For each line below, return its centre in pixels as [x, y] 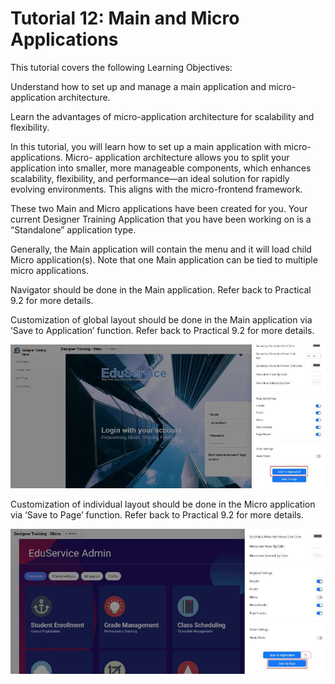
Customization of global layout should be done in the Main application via [161, 319]
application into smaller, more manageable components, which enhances [161, 168]
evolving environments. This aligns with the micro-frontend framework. [156, 189]
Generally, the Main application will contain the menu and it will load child [161, 249]
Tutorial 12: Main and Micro [125, 18]
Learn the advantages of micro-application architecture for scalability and [162, 116]
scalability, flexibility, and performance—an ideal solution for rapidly [150, 178]
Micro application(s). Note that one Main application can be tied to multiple [164, 259]
